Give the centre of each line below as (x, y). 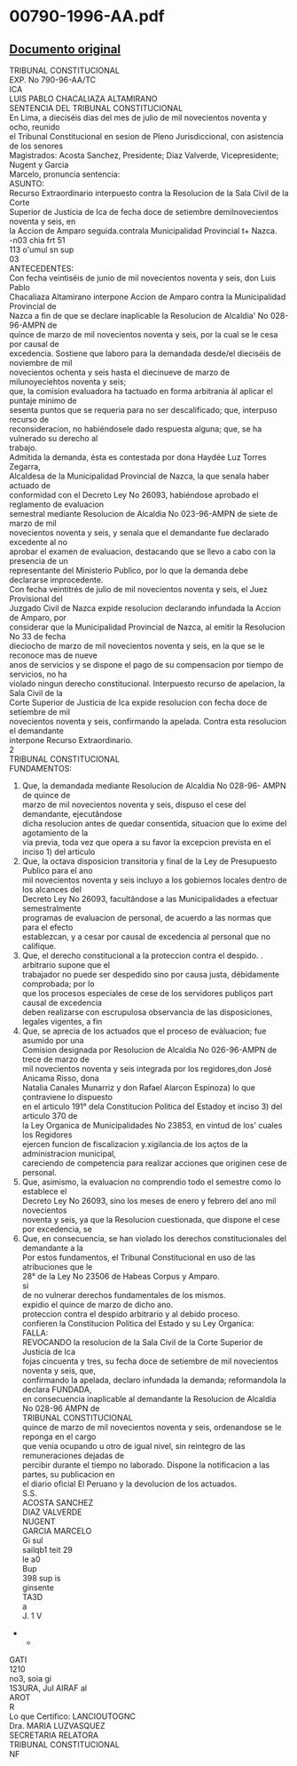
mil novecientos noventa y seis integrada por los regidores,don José (147, 1069)
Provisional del (36, 598)
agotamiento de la (55, 833)
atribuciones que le (57, 1267)
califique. (39, 946)
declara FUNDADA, (57, 1390)
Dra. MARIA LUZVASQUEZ (57, 1726)
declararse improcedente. (56, 580)
